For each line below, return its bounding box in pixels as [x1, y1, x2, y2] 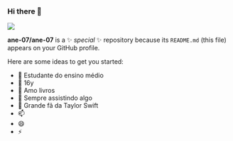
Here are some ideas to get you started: [7, 57, 124, 66]
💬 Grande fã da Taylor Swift [17, 101, 99, 110]
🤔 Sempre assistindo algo [17, 94, 92, 102]
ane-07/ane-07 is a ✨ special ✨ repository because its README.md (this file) [7, 35, 227, 45]
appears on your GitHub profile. [7, 44, 100, 52]
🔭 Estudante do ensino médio [17, 71, 104, 80]
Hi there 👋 [7, 6, 43, 16]
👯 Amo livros [17, 86, 55, 95]
